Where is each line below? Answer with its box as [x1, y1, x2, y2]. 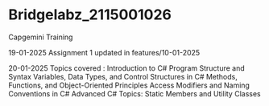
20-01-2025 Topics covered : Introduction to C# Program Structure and [8, 63, 246, 73]
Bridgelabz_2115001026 [8, 6, 172, 24]
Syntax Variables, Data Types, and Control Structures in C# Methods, [8, 71, 238, 81]
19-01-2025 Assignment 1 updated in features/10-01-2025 [8, 47, 201, 57]
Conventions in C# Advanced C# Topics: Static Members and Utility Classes [8, 88, 261, 98]
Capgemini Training [8, 32, 73, 42]
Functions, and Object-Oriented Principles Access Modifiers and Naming [8, 80, 250, 90]
